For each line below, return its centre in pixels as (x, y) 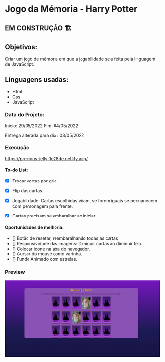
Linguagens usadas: (37, 80)
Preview (15, 272)
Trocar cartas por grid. (35, 181)
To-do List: (16, 170)
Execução (17, 148)
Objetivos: (21, 47)
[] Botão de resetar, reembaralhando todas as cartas (65, 238)
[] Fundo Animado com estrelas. (45, 259)
